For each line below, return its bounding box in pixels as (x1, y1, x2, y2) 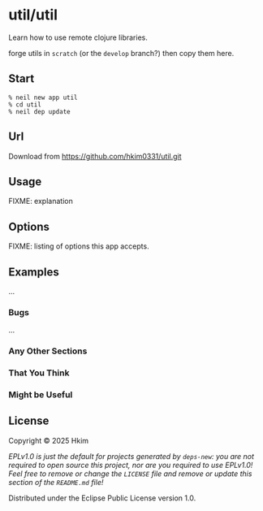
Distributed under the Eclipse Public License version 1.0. (8, 493, 196, 503)
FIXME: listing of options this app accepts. (8, 241, 149, 251)
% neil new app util (8, 93, 79, 102)
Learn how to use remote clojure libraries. (8, 32, 148, 42)
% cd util (8, 100, 42, 109)
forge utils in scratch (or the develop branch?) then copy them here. (8, 48, 235, 58)
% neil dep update (8, 107, 71, 115)
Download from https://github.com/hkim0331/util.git (8, 151, 182, 161)
